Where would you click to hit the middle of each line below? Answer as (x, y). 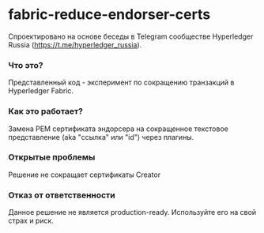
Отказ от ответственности (62, 195)
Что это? (26, 65)
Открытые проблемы (52, 157)
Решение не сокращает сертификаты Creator (84, 175)
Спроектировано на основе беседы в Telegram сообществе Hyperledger (131, 36)
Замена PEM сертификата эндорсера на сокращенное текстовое (119, 129)
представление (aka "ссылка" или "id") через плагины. (101, 137)
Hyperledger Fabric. (41, 91)
